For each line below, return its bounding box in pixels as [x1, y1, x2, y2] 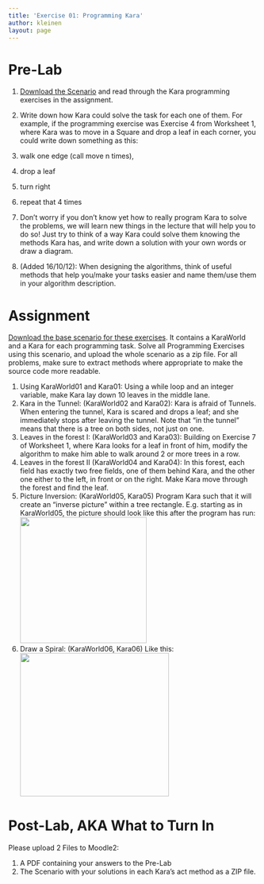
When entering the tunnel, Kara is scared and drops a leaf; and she [19, 407, 239, 417]
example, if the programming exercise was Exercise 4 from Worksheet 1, [19, 119, 256, 129]
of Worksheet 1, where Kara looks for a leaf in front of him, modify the [19, 441, 248, 451]
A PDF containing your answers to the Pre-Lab [19, 859, 172, 868]
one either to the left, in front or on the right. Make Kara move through [19, 475, 248, 484]
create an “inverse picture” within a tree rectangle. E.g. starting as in [19, 500, 243, 509]
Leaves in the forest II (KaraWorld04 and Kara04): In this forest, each [19, 458, 245, 467]
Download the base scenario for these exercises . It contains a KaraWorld [8, 332, 246, 342]
